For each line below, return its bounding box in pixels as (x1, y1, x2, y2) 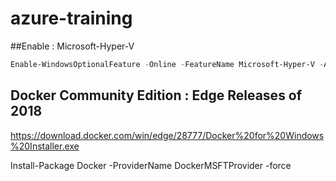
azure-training (10, 7, 133, 30)
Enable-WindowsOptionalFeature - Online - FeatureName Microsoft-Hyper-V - (10, 59, 325, 69)
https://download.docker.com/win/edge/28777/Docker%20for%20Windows (10, 129, 325, 141)
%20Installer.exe (10, 140, 80, 152)
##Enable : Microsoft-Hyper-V (10, 40, 135, 52)
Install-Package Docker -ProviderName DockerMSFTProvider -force (10, 159, 292, 171)
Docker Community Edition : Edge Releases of (10, 87, 303, 104)
